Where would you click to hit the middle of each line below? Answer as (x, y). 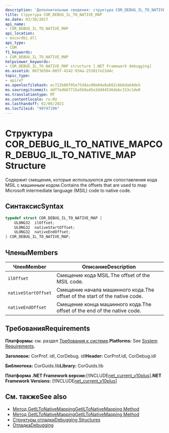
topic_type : (18, 76)
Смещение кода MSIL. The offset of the (103, 275)
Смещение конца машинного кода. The (104, 304)
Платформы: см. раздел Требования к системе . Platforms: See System (81, 341)
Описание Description (109, 267)
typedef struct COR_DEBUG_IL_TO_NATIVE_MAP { (54, 218)
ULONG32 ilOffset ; (35, 223)
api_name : (16, 24)
